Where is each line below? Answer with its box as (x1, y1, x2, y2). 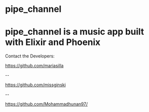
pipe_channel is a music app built (5, 26, 145, 38)
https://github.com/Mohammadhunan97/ (5, 101, 88, 107)
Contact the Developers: (5, 53, 55, 59)
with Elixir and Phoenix (5, 37, 101, 48)
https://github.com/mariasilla (5, 63, 64, 69)
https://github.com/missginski (5, 82, 66, 88)
